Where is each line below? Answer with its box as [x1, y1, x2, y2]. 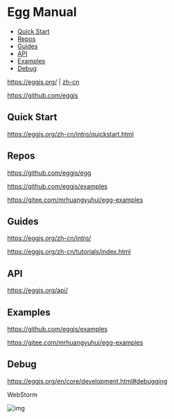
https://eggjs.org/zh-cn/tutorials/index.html [7, 248, 131, 256]
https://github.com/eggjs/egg [7, 168, 92, 177]
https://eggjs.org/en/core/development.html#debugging [7, 377, 168, 385]
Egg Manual [7, 4, 78, 20]
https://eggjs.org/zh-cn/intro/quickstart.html [7, 129, 134, 138]
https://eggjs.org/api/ [7, 286, 68, 294]
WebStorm [7, 390, 38, 399]
